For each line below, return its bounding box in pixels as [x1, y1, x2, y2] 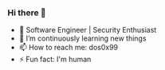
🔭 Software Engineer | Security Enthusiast [18, 25, 157, 35]
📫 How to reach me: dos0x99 [18, 43, 119, 52]
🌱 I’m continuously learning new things [18, 33, 147, 43]
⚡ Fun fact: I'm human [18, 55, 92, 64]
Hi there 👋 [7, 7, 47, 18]
